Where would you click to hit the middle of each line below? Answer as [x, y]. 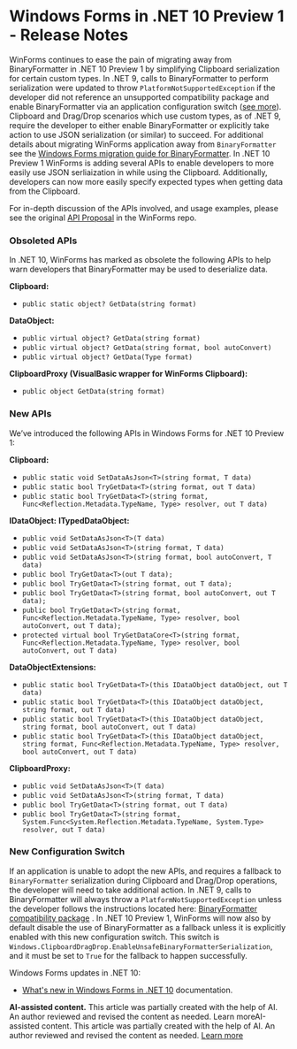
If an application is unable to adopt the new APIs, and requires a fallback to [145, 871]
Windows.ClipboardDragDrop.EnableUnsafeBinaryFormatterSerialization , [141, 946]
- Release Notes [69, 35]
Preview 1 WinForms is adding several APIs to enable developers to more [141, 163]
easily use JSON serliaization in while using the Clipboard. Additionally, [138, 172]
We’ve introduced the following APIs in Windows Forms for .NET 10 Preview [147, 433]
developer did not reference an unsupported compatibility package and [139, 97]
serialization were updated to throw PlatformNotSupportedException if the [142, 88]
